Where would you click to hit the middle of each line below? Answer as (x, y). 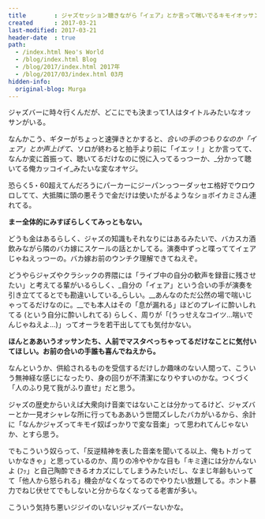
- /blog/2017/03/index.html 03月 (69, 74)
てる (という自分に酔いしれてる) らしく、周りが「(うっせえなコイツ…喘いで (131, 315)
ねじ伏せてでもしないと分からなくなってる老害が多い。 (112, 491)
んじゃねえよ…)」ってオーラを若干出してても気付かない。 (102, 325)
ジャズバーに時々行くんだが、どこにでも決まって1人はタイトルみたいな (123, 112)
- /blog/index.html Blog (56, 60)
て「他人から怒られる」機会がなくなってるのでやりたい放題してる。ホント (129, 481)
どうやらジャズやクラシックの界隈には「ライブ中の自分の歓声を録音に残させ (132, 275)
